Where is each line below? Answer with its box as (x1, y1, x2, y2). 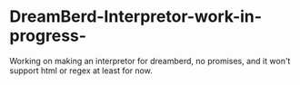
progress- (9, 25, 87, 46)
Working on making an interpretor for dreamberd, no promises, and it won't (9, 55, 291, 66)
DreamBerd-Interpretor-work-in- (9, 6, 262, 27)
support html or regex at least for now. (9, 65, 153, 76)
